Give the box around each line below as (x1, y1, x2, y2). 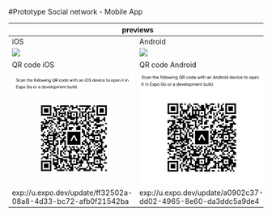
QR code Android (138, 60, 197, 70)
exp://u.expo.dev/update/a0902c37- (138, 188, 264, 197)
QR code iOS (11, 60, 55, 70)
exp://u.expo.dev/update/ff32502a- (11, 188, 133, 197)
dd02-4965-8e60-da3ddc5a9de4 (138, 196, 260, 205)
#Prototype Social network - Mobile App (8, 7, 143, 16)
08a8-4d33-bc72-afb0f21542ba (11, 196, 130, 205)
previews (121, 24, 154, 35)
